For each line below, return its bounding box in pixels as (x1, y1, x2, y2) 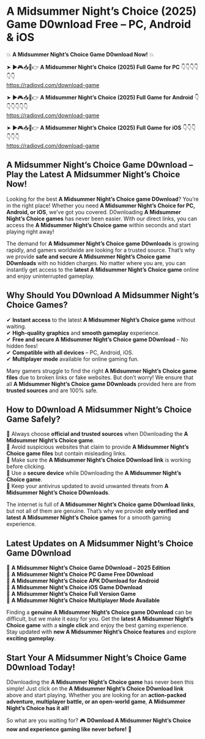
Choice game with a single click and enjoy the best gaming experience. (6, 622, 188, 629)
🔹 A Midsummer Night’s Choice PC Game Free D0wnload (6, 571, 154, 578)
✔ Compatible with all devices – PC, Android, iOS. (6, 349, 134, 356)
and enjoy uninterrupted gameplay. (6, 272, 95, 280)
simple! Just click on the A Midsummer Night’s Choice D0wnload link (6, 685, 184, 692)
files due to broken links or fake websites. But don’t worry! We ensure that (6, 373, 194, 381)
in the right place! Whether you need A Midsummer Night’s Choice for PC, (6, 201, 196, 209)
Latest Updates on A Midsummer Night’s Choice (6, 538, 194, 549)
